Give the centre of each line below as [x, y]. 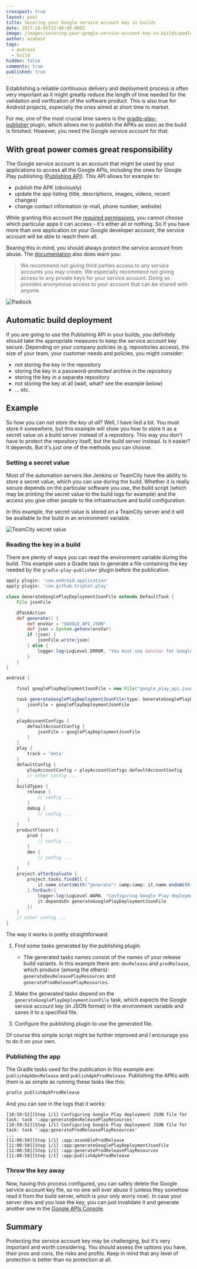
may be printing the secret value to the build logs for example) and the [91, 494]
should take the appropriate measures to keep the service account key [91, 340]
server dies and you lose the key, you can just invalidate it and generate [93, 1202]
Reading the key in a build [43, 545]
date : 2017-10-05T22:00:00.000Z [45, 28]
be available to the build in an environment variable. [68, 517]
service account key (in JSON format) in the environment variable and [99, 1006]
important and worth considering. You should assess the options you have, [96, 1247]
